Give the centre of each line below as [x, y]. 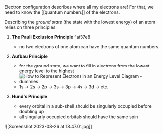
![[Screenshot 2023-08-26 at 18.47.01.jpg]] [48, 126]
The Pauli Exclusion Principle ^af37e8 [51, 37]
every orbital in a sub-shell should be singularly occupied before [85, 106]
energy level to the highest [46, 71]
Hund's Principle [30, 97]
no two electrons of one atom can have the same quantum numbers [89, 46]
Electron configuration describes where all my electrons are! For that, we [79, 7]
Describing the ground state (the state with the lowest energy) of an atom [80, 22]
